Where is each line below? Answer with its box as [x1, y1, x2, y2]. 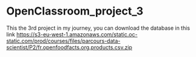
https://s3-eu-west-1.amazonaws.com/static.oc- [16, 30, 138, 38]
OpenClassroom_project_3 [6, 4, 144, 18]
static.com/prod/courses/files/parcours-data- [6, 37, 121, 44]
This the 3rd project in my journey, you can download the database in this [6, 24, 191, 32]
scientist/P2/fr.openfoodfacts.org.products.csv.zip [6, 44, 132, 51]
